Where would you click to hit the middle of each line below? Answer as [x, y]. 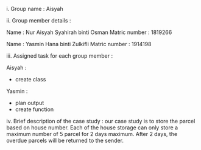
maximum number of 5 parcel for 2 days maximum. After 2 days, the [92, 134]
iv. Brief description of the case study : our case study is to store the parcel [101, 121]
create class [30, 79]
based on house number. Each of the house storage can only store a [92, 128]
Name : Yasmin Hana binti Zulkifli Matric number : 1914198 [79, 44]
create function [34, 109]
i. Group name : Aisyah [35, 9]
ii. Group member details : [39, 20]
